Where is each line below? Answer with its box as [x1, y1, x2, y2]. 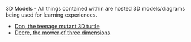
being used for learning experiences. [5, 11, 98, 18]
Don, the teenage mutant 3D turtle [14, 23, 100, 30]
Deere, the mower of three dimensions [14, 29, 111, 36]
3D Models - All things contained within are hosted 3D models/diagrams [5, 5, 186, 12]
